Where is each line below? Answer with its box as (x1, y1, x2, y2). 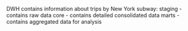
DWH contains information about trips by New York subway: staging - (6, 5, 182, 12)
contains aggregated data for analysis (6, 18, 102, 25)
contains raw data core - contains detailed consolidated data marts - (6, 12, 179, 19)
